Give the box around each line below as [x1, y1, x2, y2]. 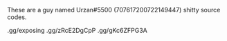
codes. [7, 13, 27, 21]
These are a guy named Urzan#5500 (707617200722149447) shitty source [7, 6, 221, 14]
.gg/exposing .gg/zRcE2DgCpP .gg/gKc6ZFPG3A [7, 27, 147, 34]
